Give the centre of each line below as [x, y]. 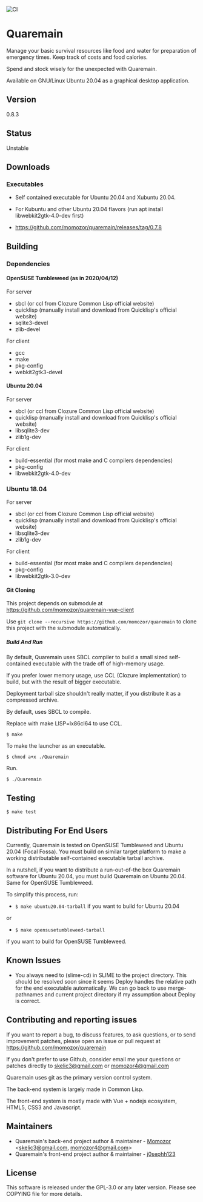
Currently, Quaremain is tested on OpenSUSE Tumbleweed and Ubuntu [95, 845]
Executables [25, 184]
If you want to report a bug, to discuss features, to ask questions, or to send [101, 1035]
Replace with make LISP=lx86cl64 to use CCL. [64, 724]
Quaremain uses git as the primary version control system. [79, 1077]
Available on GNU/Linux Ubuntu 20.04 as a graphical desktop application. [98, 80]
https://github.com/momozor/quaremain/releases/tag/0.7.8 [88, 227]
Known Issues [34, 960]
